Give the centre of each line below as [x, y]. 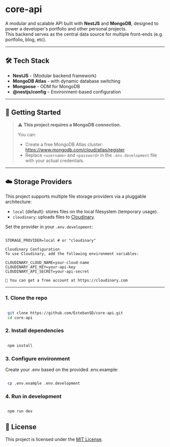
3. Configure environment [38, 358]
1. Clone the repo [26, 298]
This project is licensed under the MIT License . [54, 439]
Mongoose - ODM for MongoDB [46, 86]
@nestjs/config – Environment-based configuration [67, 92]
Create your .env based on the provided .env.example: [62, 369]
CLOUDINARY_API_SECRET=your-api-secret [47, 272]
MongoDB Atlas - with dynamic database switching [66, 81]
